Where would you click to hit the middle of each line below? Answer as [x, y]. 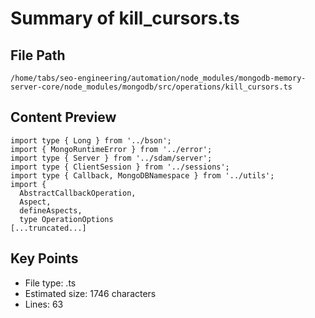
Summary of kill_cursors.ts [125, 18]
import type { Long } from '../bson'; [91, 140]
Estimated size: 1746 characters [90, 293]
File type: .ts [50, 283]
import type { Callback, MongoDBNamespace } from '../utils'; [142, 175]
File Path [38, 55]
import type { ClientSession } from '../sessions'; [120, 167]
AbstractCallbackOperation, [78, 193]
